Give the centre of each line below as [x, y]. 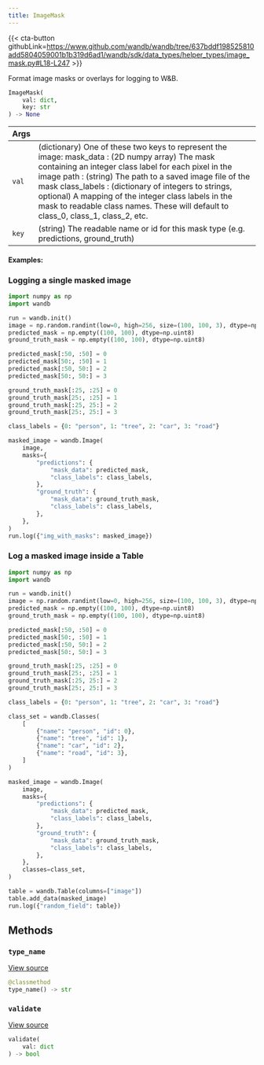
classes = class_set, [54, 870]
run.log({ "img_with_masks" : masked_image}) [81, 536]
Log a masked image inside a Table [76, 556]
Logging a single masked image [70, 280]
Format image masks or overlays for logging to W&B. [93, 78]
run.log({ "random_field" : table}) [65, 906]
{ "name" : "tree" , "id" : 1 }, [82, 738]
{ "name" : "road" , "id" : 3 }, [82, 753]
